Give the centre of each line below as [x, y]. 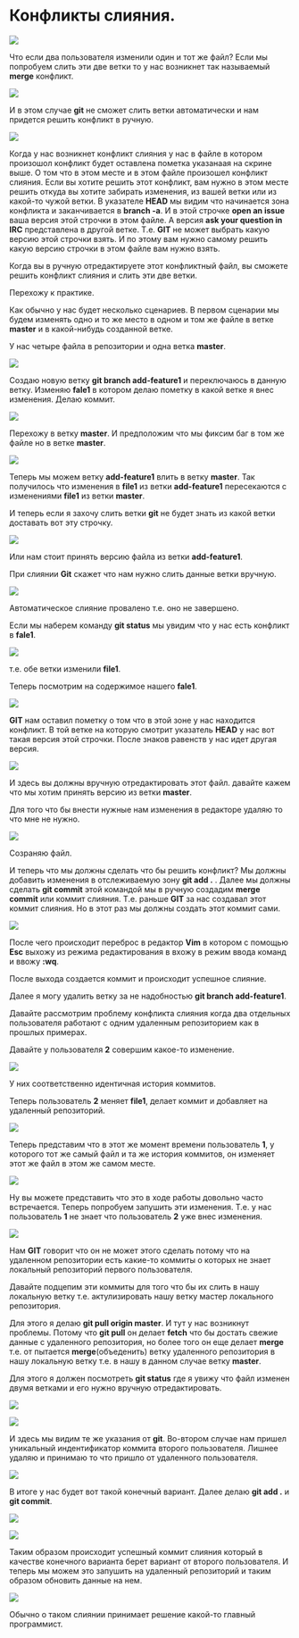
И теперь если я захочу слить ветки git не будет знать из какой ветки [142, 513]
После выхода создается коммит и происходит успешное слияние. [138, 978]
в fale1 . [23, 634]
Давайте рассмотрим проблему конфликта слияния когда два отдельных [150, 1013]
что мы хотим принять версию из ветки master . [101, 792]
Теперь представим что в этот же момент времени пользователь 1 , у [142, 1144]
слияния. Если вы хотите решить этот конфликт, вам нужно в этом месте [149, 182]
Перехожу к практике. [52, 292]
